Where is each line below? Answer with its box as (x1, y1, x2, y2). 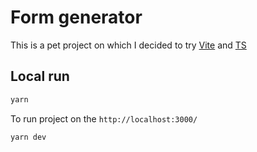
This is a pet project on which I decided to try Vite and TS (10, 39, 247, 51)
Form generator (10, 6, 143, 29)
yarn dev (10, 132, 47, 142)
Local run (10, 68, 70, 85)
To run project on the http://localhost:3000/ (10, 112, 198, 125)
